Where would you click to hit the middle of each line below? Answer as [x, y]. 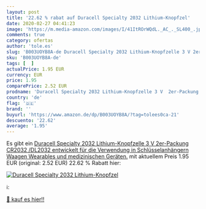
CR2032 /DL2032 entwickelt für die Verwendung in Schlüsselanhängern [97, 150]
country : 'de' [25, 97]
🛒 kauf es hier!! [25, 199]
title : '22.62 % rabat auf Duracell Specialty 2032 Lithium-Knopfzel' [98, 18]
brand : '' [19, 109]
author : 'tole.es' [30, 47]
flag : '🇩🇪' [21, 103]
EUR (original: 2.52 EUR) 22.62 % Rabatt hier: [64, 163]
